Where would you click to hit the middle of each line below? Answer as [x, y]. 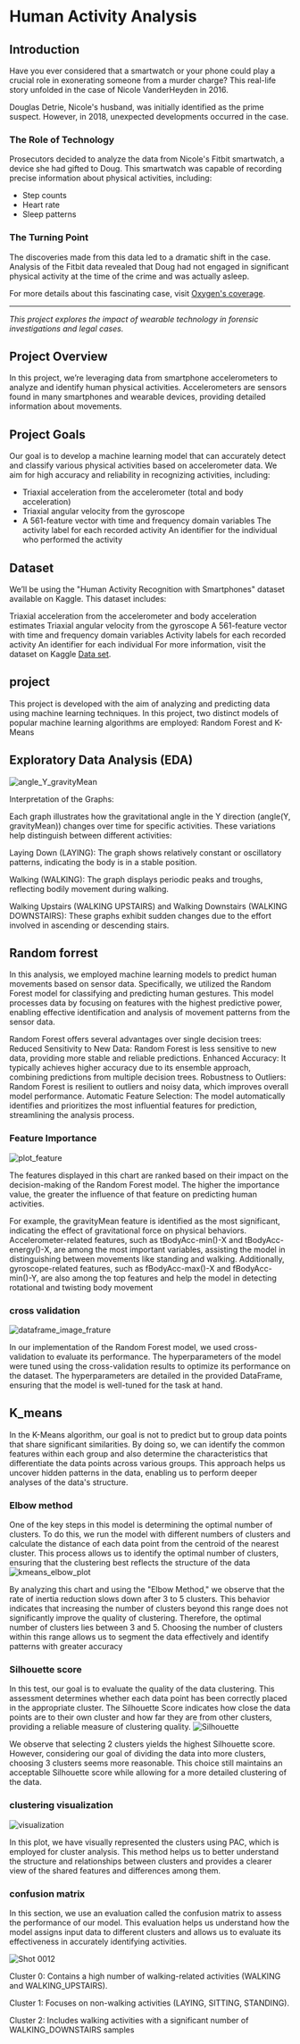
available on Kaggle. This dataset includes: [88, 599]
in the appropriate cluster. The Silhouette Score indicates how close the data [150, 1708]
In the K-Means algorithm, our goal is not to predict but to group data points [148, 1434]
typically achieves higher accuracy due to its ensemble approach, [130, 1068]
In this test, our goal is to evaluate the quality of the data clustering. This [142, 1689]
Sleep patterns [49, 214]
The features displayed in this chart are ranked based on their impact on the [149, 1175]
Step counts [44, 196]
